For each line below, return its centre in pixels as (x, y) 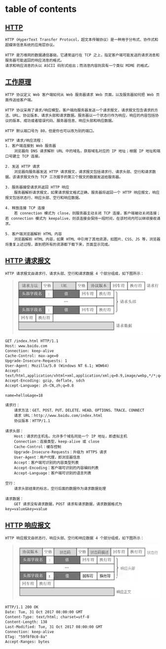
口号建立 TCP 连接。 (24, 156)
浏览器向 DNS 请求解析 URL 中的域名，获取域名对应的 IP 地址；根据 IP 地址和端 (87, 151)
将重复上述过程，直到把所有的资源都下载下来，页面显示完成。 (59, 244)
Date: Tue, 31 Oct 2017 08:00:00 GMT (44, 612)
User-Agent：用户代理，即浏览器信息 (47, 457)
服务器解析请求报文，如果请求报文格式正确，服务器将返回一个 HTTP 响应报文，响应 (87, 192)
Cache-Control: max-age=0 (32, 356)
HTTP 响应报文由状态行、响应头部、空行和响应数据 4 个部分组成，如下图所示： (75, 538)
